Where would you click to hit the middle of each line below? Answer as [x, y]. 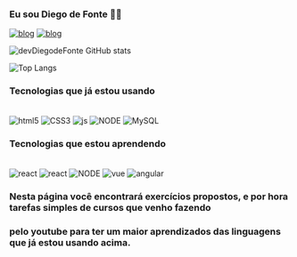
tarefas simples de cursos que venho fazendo [110, 208]
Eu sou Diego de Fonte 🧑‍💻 [66, 14]
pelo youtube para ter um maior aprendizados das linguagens [145, 232]
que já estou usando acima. [70, 243]
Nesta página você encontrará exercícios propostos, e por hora [148, 197]
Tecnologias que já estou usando [82, 91]
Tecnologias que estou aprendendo [88, 144]
